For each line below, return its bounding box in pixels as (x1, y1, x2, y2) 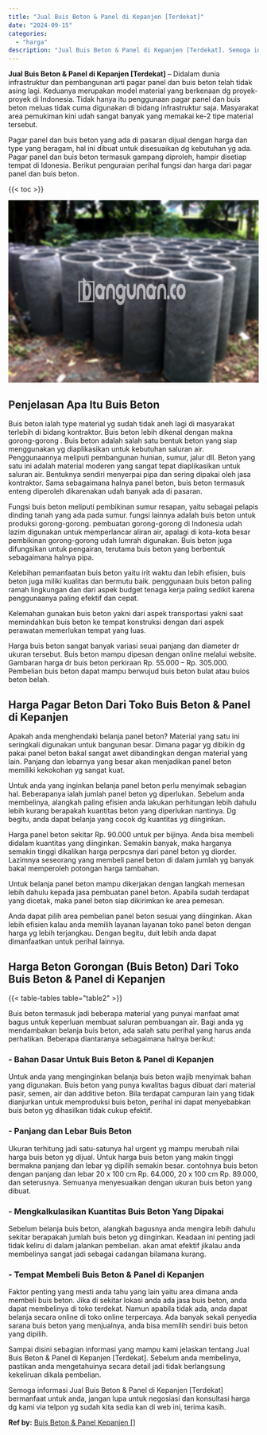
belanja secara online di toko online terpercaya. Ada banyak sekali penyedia (8, 1313, 257, 1322)
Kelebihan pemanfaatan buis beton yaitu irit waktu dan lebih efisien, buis (8, 568, 246, 578)
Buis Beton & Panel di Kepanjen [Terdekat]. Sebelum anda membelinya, (8, 1353, 241, 1363)
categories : (8, 29, 48, 37)
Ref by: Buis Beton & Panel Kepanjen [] (8, 1418, 136, 1427)
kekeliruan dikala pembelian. (8, 1370, 102, 1379)
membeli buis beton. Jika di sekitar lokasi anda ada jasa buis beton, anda (8, 1296, 247, 1305)
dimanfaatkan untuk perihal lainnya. (8, 937, 126, 946)
